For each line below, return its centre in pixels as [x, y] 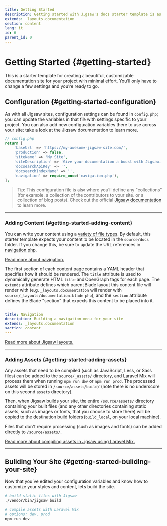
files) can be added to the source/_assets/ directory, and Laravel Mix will [80, 376]
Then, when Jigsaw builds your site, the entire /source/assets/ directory [80, 401]
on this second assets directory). [39, 392]
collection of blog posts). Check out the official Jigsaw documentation [89, 200]
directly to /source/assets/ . [34, 432]
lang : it [14, 28]
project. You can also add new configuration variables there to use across [81, 124]
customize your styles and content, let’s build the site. [60, 487]
